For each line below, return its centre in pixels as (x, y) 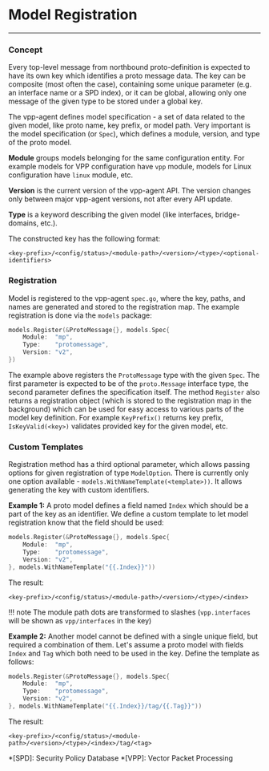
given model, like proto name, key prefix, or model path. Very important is (129, 125)
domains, (24, 223)
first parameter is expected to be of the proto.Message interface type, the (128, 383)
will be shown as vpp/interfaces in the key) (80, 620)
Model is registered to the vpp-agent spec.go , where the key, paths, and (127, 298)
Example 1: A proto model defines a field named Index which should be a (128, 505)
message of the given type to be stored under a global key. (106, 101)
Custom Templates (46, 447)
